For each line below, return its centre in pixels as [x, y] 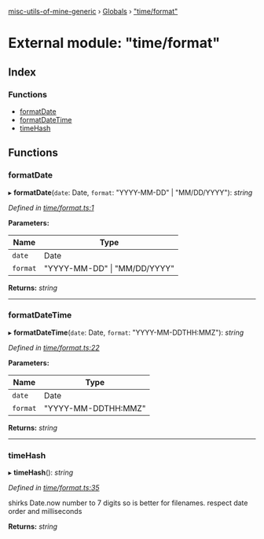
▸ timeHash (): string [40, 473]
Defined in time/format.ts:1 [51, 207]
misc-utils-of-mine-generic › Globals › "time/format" [93, 11]
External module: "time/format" [114, 43]
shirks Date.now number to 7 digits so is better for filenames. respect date [128, 503]
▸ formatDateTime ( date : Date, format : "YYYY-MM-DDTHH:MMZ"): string [126, 332]
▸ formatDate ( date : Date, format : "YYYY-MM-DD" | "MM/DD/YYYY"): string [130, 192]
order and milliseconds [45, 511]
